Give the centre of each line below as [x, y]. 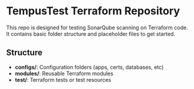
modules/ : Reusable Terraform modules [64, 73]
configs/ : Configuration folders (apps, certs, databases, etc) [89, 67]
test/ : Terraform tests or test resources [63, 79]
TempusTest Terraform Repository [93, 11]
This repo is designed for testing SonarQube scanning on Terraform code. [97, 27]
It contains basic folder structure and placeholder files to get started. [91, 33]
